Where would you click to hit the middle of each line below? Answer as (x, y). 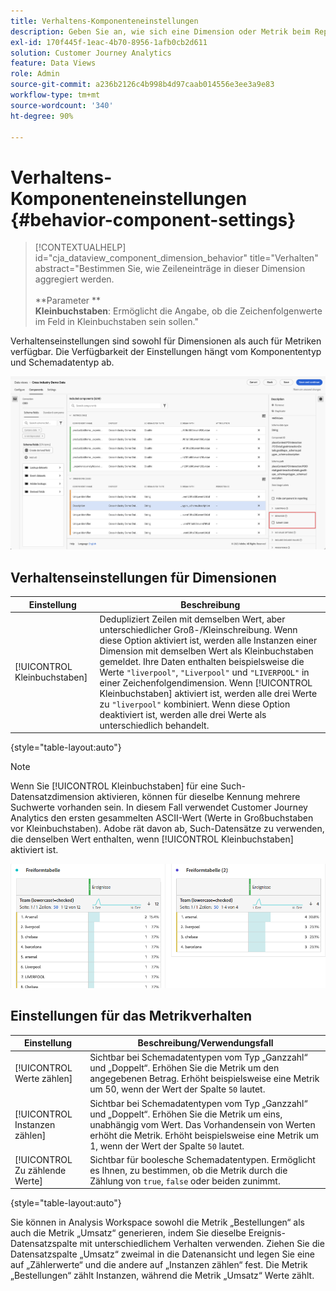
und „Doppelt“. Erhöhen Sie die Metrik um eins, (186, 1114)
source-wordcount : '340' (62, 105)
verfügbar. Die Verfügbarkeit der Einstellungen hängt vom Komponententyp (166, 352)
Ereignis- (267, 1233)
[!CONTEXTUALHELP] (80, 247)
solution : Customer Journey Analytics (91, 53)
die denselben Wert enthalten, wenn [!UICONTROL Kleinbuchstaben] (152, 839)
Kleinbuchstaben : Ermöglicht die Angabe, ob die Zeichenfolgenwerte (178, 311)
